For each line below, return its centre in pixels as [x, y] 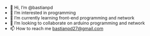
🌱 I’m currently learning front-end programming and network [72, 18]
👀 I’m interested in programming [43, 13]
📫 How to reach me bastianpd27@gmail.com [57, 28]
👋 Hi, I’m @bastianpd [31, 8]
